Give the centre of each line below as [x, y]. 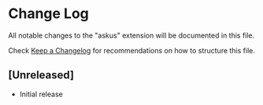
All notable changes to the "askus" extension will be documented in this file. [131, 35]
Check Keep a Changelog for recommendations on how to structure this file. [132, 50]
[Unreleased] [41, 75]
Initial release [41, 94]
